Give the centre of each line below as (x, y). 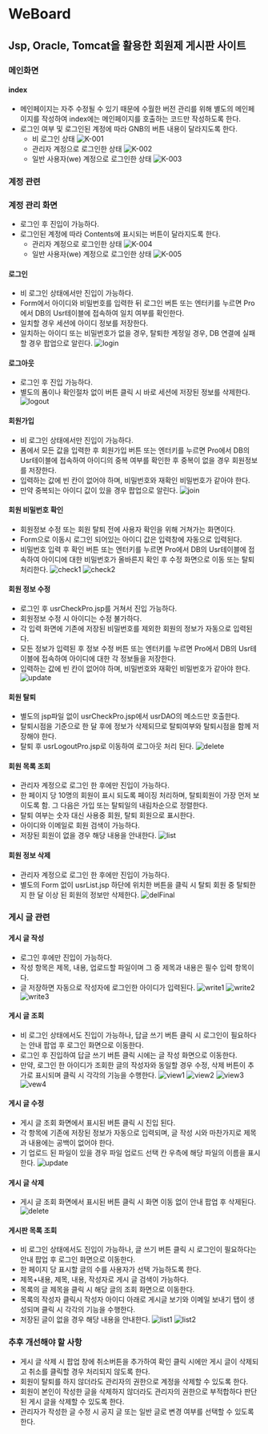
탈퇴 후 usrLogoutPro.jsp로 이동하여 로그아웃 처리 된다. (107, 747)
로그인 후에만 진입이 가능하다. (66, 957)
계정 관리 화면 (33, 205)
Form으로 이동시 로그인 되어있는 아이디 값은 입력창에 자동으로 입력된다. (131, 539)
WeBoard (40, 14)
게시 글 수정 (26, 1103)
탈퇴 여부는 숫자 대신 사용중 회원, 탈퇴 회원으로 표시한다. (107, 816)
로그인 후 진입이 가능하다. (60, 224)
